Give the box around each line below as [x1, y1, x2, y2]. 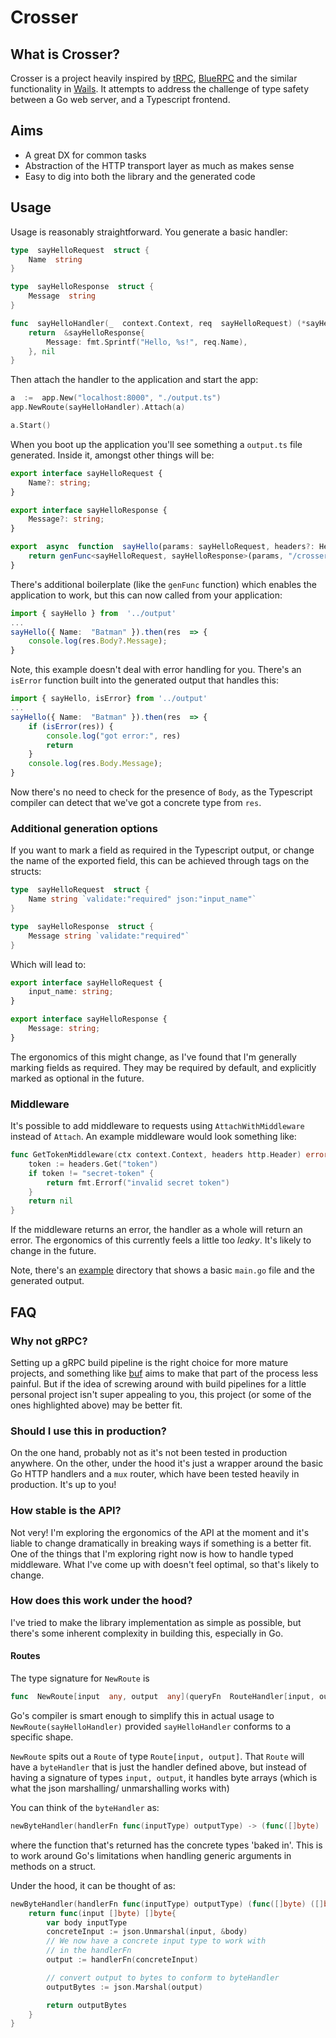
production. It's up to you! [10, 1479, 117, 1491]
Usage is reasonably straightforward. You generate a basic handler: [10, 226, 288, 238]
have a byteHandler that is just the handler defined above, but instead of [10, 1761, 307, 1773]
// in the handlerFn [46, 1946, 132, 1956]
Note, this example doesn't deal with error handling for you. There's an [10, 664, 302, 676]
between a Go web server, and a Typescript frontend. [10, 94, 231, 105]
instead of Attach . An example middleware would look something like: [10, 1131, 297, 1143]
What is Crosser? [10, 46, 120, 63]
